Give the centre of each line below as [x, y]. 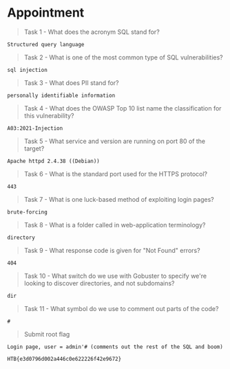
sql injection [28, 70]
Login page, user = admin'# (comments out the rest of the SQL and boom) [115, 347]
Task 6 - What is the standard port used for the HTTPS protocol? [116, 173]
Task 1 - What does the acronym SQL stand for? [92, 32]
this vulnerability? [49, 115]
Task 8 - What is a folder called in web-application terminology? [115, 225]
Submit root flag [47, 334]
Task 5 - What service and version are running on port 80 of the [115, 141]
